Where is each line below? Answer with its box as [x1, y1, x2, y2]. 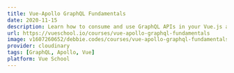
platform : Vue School [7, 56, 70, 63]
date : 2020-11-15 [7, 17, 58, 24]
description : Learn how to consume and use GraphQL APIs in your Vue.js [7, 23, 223, 30]
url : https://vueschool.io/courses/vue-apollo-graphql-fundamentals [7, 29, 210, 37]
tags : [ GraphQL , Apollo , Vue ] [7, 49, 95, 56]
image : [7, 36, 26, 43]
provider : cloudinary [7, 42, 70, 49]
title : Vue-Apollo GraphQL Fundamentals [7, 10, 127, 17]
